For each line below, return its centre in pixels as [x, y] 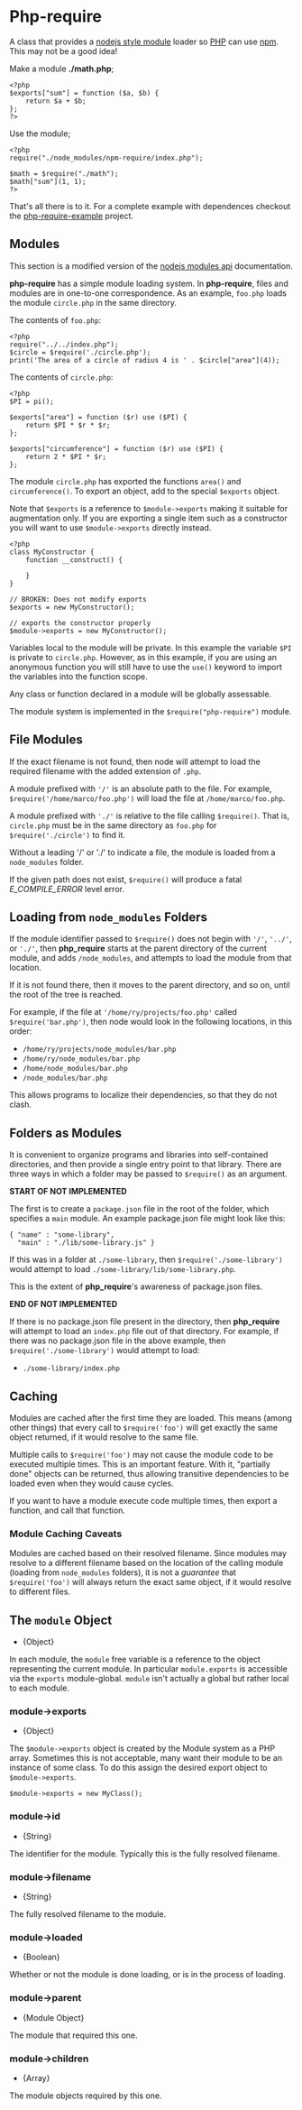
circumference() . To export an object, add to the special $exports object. [144, 491]
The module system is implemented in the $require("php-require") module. [151, 711]
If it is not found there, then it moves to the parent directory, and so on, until [150, 985]
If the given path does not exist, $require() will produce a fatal [126, 879]
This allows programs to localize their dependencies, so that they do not [143, 1095]
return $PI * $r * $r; [68, 425]
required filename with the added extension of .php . [105, 771]
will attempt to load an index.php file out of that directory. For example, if [144, 1331]
